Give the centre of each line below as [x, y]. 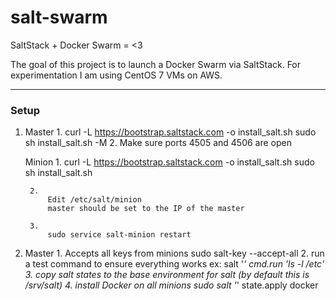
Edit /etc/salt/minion [94, 200]
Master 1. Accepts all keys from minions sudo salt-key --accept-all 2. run [174, 253]
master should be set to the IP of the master [146, 209]
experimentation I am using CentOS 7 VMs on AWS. [116, 75]
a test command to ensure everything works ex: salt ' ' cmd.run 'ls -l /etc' [174, 264]
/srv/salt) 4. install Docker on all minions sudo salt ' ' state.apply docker [171, 285]
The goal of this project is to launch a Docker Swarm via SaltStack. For [156, 64]
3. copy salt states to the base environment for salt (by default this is [167, 275]
